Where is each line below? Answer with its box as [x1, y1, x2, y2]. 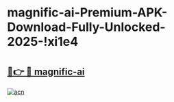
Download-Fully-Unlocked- [7, 19, 166, 35]
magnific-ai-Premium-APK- [7, 5, 168, 21]
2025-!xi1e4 [7, 34, 79, 49]
